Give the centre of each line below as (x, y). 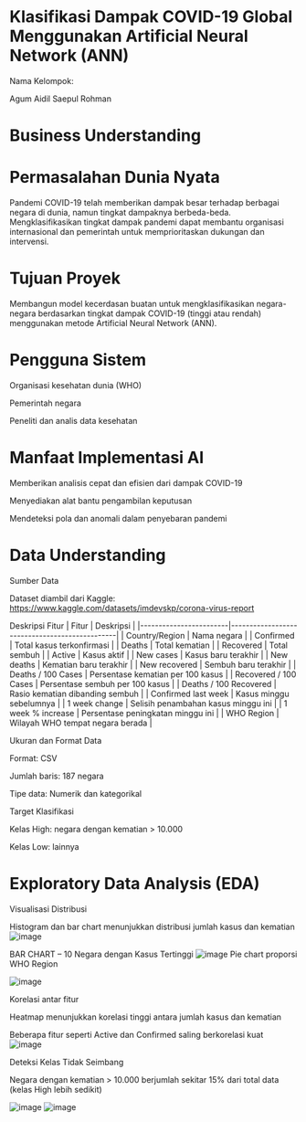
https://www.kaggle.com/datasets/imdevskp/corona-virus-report (132, 608)
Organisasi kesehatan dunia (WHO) (76, 385)
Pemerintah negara (46, 403)
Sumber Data (34, 580)
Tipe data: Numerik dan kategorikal (76, 793)
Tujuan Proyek (65, 278)
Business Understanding (106, 136)
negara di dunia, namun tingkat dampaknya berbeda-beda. (120, 213)
